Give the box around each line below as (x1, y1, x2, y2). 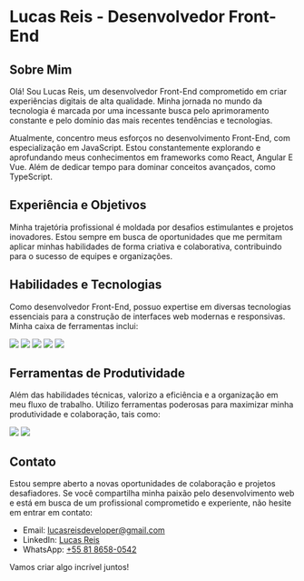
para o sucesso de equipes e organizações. (9, 250, 173, 261)
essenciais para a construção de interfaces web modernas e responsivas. (9, 311, 286, 322)
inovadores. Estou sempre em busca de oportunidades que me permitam (9, 231, 283, 242)
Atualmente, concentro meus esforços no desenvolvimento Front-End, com (9, 133, 290, 143)
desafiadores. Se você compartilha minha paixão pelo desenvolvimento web (9, 488, 295, 499)
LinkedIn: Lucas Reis (22, 535, 100, 546)
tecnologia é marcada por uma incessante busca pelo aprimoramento (9, 105, 270, 115)
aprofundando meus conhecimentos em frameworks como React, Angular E (9, 152, 293, 163)
